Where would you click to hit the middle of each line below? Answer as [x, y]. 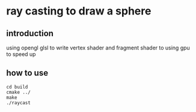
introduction [30, 33]
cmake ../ [19, 92]
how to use [27, 73]
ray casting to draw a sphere [79, 11]
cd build [17, 87]
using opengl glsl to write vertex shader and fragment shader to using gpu [98, 48]
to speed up [21, 54]
